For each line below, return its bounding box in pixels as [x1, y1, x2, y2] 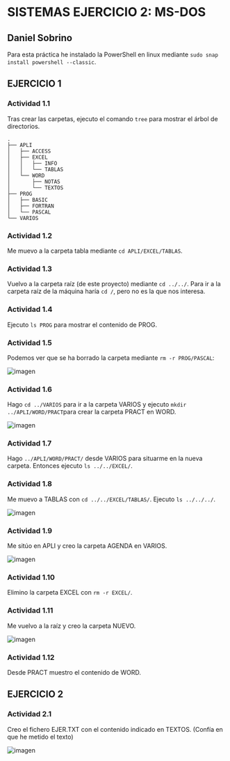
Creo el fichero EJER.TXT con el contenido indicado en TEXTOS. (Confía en [7, 725, 224, 733]
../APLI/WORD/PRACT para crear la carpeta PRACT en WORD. [7, 408, 176, 416]
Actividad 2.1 [7, 709, 52, 719]
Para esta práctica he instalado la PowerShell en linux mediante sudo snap [7, 50, 219, 58]
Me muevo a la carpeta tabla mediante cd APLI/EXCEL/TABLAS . [7, 246, 183, 255]
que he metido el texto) [7, 732, 74, 741]
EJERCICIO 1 [7, 78, 62, 90]
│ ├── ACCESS [7, 148, 51, 155]
